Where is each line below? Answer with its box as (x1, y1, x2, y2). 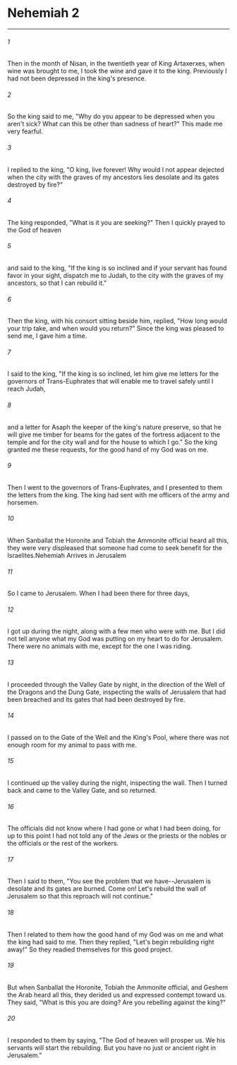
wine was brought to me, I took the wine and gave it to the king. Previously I (7, 67, 227, 75)
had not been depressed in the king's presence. (7, 74, 147, 83)
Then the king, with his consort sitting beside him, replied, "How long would (7, 317, 227, 325)
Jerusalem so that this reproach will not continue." (7, 892, 154, 901)
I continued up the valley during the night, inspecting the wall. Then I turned (7, 778, 228, 787)
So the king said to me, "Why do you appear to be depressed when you (7, 112, 215, 121)
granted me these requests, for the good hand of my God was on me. (7, 445, 209, 454)
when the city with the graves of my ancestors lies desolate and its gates (7, 173, 219, 181)
